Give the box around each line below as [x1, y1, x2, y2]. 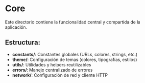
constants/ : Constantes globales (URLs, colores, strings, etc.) [12, 51, 138, 57]
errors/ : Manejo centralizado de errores [12, 67, 93, 73]
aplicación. [5, 24, 27, 30]
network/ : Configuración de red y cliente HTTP [12, 72, 108, 78]
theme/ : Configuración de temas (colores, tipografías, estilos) [12, 57, 137, 62]
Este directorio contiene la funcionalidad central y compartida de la [5, 19, 141, 25]
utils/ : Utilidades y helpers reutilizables [12, 62, 92, 67]
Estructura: [5, 39, 41, 47]
